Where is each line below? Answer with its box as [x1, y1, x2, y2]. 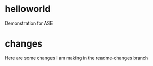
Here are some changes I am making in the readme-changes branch [5, 55, 148, 61]
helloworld [5, 3, 51, 15]
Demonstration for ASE [5, 20, 53, 26]
